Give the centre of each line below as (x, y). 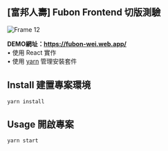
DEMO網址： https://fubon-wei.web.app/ (67, 44)
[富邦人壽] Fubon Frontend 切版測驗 (84, 12)
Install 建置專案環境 (49, 85)
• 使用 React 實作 (32, 52)
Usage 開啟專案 (41, 124)
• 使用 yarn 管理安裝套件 (42, 61)
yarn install (26, 101)
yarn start (23, 141)
